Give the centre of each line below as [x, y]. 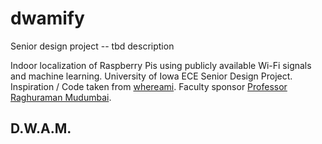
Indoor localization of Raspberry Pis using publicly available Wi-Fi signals [161, 65]
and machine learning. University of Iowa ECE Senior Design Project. [151, 76]
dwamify [47, 18]
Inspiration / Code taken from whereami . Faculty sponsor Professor [149, 86]
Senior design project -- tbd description [92, 46]
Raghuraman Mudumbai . [61, 97]
